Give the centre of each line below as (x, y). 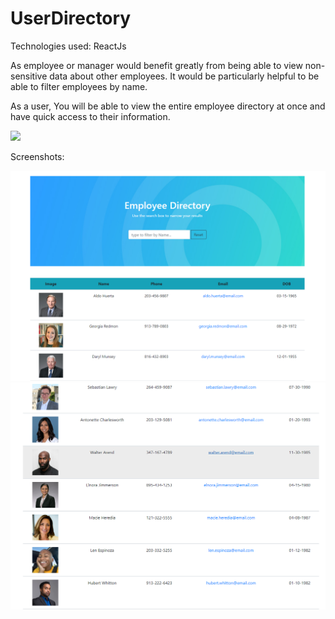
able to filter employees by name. (79, 86)
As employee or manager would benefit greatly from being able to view (156, 65)
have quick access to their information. (90, 116)
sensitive (29, 76)
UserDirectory (71, 18)
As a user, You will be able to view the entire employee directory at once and (168, 106)
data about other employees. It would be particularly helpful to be (184, 76)
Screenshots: (37, 156)
